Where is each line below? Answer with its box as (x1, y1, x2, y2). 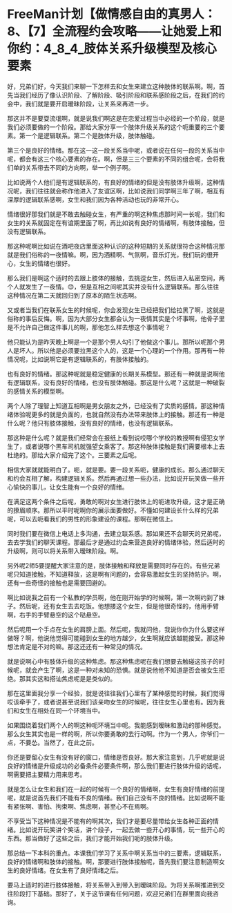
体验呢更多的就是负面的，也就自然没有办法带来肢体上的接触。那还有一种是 (12, 410, 225, 419)
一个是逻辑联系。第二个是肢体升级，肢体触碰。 (25, 131, 159, 140)
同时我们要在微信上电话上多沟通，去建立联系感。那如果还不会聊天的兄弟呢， (7, 529, 225, 537)
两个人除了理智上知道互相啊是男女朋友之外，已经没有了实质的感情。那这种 (7, 401, 219, 410)
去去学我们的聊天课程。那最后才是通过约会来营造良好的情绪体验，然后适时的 (7, 538, 225, 546)
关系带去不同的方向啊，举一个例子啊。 (25, 163, 135, 171)
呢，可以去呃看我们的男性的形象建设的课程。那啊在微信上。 (7, 515, 177, 523)
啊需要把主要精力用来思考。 (7, 770, 86, 778)
